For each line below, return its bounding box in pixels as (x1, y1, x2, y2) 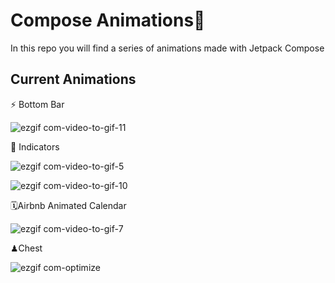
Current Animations (10, 71, 137, 88)
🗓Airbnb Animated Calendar (10, 199, 127, 211)
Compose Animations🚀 (10, 9, 206, 32)
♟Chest (10, 242, 43, 254)
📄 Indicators (10, 140, 60, 153)
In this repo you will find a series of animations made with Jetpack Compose (10, 42, 325, 54)
